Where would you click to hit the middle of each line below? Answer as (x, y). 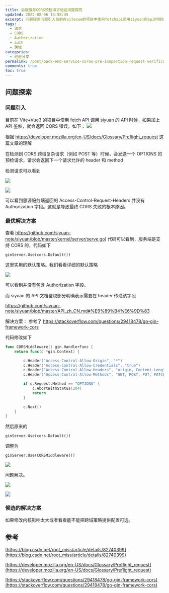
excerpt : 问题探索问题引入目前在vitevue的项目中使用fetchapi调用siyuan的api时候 (83, 19)
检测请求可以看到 (23, 171)
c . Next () (32, 407)
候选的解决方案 (23, 508)
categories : (18, 52)
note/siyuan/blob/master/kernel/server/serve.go (55, 239)
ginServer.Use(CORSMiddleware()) (40, 456)
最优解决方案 (21, 221)
